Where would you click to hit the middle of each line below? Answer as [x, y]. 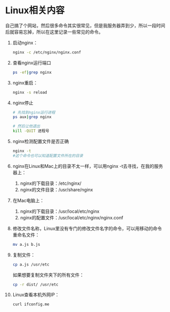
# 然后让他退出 [26, 126]
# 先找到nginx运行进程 [34, 112]
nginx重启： [25, 82]
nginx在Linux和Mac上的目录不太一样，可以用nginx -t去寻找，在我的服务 [88, 166]
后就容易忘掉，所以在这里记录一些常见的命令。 [54, 32]
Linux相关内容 [35, 10]
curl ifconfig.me [31, 304]
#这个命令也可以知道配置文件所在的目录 [48, 156]
